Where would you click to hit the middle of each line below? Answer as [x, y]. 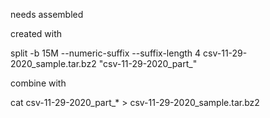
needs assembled [47, 14]
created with [36, 33]
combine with [38, 83]
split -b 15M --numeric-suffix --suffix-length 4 [106, 53]
